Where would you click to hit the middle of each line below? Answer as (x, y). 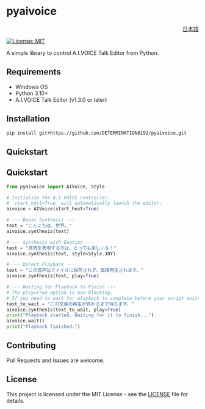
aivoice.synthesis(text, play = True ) (53, 276)
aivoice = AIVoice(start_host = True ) (53, 209)
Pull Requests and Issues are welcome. (56, 360)
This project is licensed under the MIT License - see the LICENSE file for (97, 394)
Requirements (34, 72)
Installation (28, 119)
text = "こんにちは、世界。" (39, 226)
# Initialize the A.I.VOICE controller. (59, 197)
